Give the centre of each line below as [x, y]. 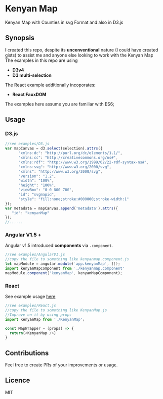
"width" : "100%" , [36, 181]
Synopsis [20, 38]
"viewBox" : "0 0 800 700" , [46, 190]
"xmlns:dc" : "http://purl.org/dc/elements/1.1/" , [70, 153]
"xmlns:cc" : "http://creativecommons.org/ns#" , [68, 158]
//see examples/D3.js [27, 144]
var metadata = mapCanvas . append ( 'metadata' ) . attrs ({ [62, 208]
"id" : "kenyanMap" [31, 213]
